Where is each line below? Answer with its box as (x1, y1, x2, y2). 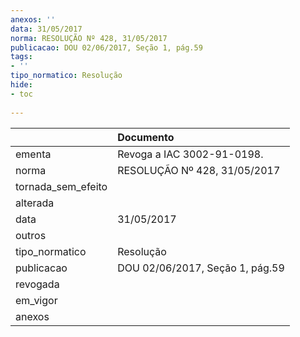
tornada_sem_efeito (15, 179, 108, 193)
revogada (15, 277, 60, 291)
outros (15, 228, 47, 242)
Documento (117, 130, 175, 144)
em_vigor (15, 293, 58, 307)
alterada (15, 196, 55, 210)
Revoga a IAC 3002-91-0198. (117, 147, 264, 161)
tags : (10, 52, 33, 62)
